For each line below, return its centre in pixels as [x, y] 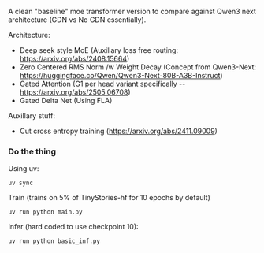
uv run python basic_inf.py [54, 241]
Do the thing [32, 151]
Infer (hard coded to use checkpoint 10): [74, 227]
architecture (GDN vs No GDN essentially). [77, 20]
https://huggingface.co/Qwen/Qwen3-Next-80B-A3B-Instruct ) [121, 75]
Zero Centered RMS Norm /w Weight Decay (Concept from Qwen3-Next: [138, 67]
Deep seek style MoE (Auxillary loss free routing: [99, 50]
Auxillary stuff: [32, 116]
